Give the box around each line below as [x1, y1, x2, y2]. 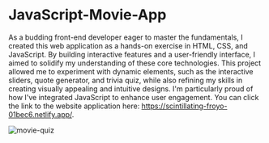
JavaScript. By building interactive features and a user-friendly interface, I [8, 49, 256, 59]
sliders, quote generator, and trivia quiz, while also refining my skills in [8, 75, 243, 85]
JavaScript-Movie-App [8, 6, 167, 24]
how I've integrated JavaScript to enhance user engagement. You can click [8, 92, 259, 102]
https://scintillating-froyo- [141, 101, 228, 111]
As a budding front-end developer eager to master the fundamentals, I [8, 32, 243, 42]
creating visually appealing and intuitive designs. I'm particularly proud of [8, 83, 254, 94]
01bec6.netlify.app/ [8, 109, 73, 119]
